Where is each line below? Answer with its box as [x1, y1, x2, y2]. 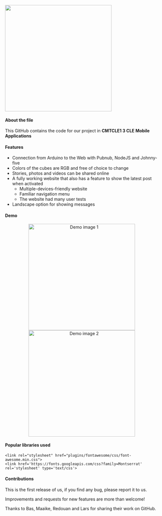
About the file [5, 117, 34, 123]
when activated [12, 181, 43, 187]
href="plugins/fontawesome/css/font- [55, 453, 132, 458]
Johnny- [140, 155, 158, 161]
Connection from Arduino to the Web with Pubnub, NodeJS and [12, 155, 140, 161]
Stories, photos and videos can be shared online [12, 170, 109, 177]
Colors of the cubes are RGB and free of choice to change [12, 165, 129, 171]
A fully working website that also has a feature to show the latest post [12, 176, 152, 181]
